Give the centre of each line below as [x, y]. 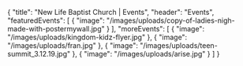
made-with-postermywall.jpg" [56, 29]
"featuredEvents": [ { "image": [56, 20]
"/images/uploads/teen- [179, 46]
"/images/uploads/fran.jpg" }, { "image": [73, 46]
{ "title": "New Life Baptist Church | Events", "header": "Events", [111, 12]
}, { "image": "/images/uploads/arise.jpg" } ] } [146, 54]
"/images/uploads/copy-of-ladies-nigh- [171, 20]
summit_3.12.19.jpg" [39, 54]
